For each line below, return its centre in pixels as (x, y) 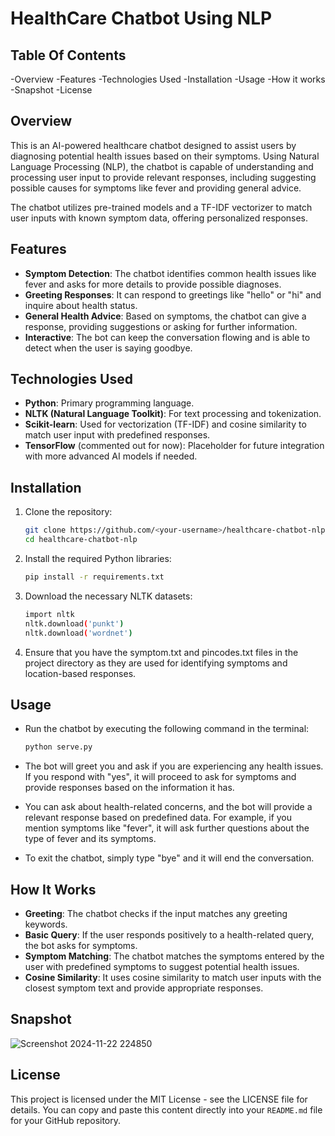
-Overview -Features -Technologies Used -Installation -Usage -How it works (168, 79)
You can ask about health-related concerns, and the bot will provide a (168, 807)
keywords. (46, 924)
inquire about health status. (81, 305)
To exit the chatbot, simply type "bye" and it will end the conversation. (169, 858)
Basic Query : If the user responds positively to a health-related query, (169, 935)
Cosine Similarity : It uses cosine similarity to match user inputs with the (173, 977)
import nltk (49, 614)
